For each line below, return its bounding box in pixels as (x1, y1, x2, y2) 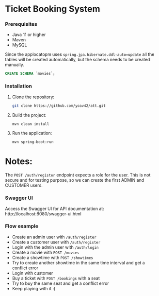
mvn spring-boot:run (12, 139, 54, 144)
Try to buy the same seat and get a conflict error (12, 280, 109, 286)
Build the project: (12, 112, 47, 118)
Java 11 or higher (12, 32, 46, 37)
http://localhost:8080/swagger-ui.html (5, 210, 81, 217)
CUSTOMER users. (5, 182, 43, 188)
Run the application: (12, 130, 52, 136)
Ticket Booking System (5, 3, 100, 15)
